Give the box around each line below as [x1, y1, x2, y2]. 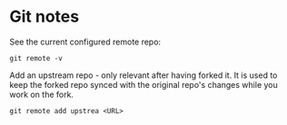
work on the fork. [9, 89, 74, 100]
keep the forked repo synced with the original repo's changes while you [9, 79, 279, 90]
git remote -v [9, 53, 64, 62]
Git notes [9, 6, 80, 27]
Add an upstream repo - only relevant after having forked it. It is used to [9, 70, 278, 81]
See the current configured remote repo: [9, 36, 162, 47]
